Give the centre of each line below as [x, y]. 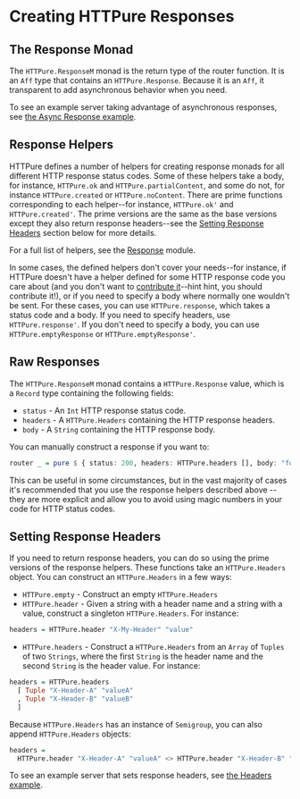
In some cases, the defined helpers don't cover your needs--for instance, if [148, 267]
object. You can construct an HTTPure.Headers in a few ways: [121, 577]
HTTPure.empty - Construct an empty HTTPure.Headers [120, 594]
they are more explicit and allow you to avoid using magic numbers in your [146, 499]
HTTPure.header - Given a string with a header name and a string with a [152, 604]
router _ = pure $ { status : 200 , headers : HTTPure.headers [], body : [143, 463]
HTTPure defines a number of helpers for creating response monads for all [147, 166]
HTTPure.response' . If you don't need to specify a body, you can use [134, 324]
